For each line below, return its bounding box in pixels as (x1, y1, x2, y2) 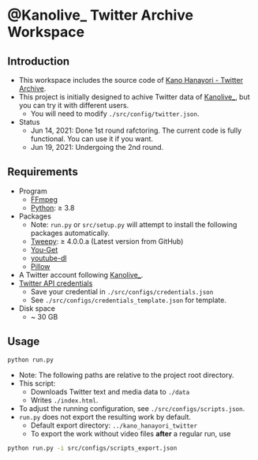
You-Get (30, 245, 58, 254)
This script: (18, 378, 56, 388)
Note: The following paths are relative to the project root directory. (18, 370, 234, 380)
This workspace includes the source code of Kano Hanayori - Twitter (18, 76, 244, 84)
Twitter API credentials (18, 279, 93, 288)
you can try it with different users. (18, 101, 129, 110)
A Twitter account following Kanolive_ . (18, 270, 144, 279)
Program (18, 186, 48, 196)
